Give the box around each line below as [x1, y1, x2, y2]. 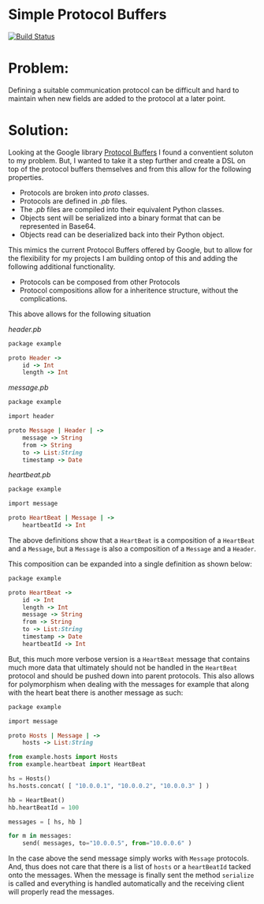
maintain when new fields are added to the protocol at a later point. [8, 93, 226, 103]
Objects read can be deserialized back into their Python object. [19, 230, 225, 239]
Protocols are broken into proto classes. [19, 188, 150, 197]
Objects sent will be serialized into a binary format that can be [19, 213, 221, 222]
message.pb [8, 383, 49, 392]
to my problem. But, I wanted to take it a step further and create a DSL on [8, 155, 246, 165]
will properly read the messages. [8, 887, 114, 897]
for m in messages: [8, 832, 73, 840]
